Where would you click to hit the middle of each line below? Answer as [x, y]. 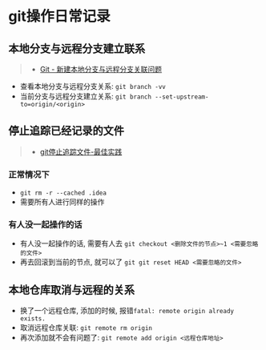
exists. [32, 319]
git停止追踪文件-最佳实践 [81, 151]
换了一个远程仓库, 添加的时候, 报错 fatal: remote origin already [127, 311]
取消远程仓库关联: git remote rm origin [86, 328]
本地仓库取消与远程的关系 [71, 290]
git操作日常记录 [59, 16]
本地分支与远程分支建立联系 [77, 48]
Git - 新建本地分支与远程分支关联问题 [101, 69]
